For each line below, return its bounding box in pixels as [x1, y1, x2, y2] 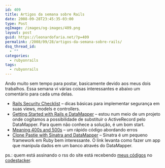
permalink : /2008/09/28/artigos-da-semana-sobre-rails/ [5, 40, 122, 44]
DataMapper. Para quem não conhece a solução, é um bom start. [12, 122, 145, 127]
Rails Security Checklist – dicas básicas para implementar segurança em [12, 101, 160, 106]
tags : [5, 62, 16, 67]
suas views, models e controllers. [12, 106, 80, 112]
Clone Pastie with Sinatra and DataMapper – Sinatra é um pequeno [12, 132, 148, 138]
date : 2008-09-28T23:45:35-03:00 [5, 16, 74, 21]
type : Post [5, 21, 28, 26]
